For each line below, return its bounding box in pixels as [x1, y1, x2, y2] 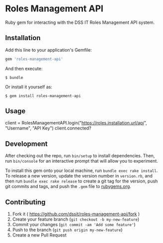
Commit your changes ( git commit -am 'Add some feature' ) [12, 222, 136, 228]
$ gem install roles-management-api [5, 93, 81, 98]
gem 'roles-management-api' [5, 57, 64, 61]
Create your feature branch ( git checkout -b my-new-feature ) [12, 216, 140, 222]
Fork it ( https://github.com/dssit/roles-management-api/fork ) [12, 211, 140, 217]
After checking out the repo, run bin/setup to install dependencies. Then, [5, 153, 155, 159]
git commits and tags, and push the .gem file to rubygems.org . [5, 183, 132, 189]
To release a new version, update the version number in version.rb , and [5, 173, 153, 179]
